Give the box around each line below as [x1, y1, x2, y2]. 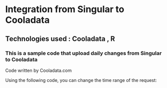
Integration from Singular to [5, 4, 124, 15]
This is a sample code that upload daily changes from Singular [5, 50, 162, 57]
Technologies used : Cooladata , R [5, 34, 115, 43]
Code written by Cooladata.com [5, 67, 72, 73]
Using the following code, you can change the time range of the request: [5, 77, 157, 83]
